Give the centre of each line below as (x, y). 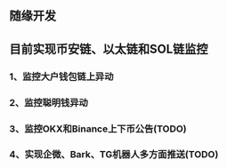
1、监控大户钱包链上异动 (61, 76)
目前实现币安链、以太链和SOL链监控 (109, 48)
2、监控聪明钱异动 (49, 102)
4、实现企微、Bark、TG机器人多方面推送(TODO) (114, 155)
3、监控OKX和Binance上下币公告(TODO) (98, 129)
